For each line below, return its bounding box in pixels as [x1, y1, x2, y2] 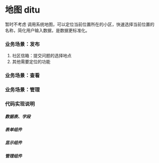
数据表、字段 [5, 114, 30, 119]
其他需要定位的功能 [12, 59, 51, 65]
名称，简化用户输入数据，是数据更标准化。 [5, 27, 90, 33]
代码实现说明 [5, 100, 35, 107]
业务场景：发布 [5, 41, 40, 48]
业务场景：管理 [5, 86, 40, 93]
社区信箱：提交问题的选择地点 [12, 53, 72, 59]
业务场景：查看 [5, 72, 40, 79]
